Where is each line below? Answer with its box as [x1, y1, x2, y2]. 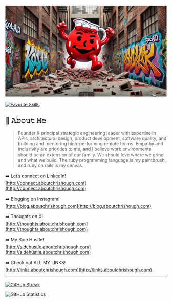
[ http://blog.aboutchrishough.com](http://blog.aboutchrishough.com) [5, 203, 152, 209]
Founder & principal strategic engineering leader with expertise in [17, 130, 156, 136]
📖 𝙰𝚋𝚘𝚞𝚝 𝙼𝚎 [5, 116, 47, 125]
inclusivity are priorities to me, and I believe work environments [17, 146, 152, 153]
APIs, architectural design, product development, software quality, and [17, 135, 167, 141]
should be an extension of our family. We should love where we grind [17, 152, 164, 158]
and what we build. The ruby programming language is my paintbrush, [17, 157, 166, 163]
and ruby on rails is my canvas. [17, 162, 83, 169]
